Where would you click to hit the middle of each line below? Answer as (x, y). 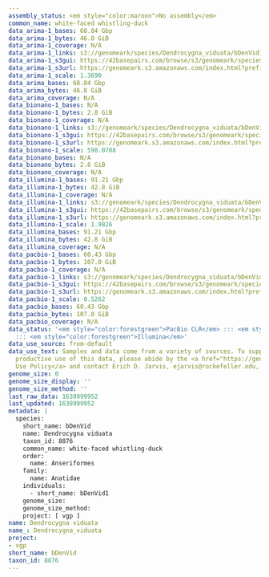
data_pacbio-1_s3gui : (44, 284)
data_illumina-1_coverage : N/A (60, 195)
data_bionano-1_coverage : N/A (59, 120)
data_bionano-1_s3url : (46, 142)
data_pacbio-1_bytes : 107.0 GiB (62, 262)
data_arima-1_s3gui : (43, 61)
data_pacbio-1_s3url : (44, 292)
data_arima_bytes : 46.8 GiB (55, 90)
